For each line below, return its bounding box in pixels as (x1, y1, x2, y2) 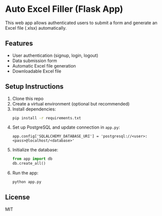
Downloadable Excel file (12, 68, 62, 74)
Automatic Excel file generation (12, 63, 76, 69)
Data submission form (12, 58, 57, 64)
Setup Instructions (5, 82, 64, 91)
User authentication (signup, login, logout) (12, 52, 99, 58)
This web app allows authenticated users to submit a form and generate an (5, 20, 158, 26)
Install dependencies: (12, 106, 56, 112)
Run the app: (12, 170, 39, 176)
